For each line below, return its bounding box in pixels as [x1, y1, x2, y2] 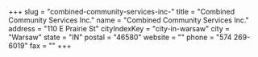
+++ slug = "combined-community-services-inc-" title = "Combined [8, 7, 235, 16]
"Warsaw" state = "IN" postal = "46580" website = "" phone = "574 [8, 32, 232, 42]
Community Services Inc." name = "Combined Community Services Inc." [8, 15, 250, 25]
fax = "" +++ [29, 41, 72, 51]
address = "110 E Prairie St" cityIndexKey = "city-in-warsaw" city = [8, 24, 231, 33]
